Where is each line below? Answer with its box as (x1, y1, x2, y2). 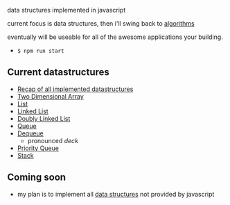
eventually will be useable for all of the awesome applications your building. (7, 33, 223, 41)
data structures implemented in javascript (7, 6, 126, 14)
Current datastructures (7, 66, 109, 79)
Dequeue (17, 129, 44, 138)
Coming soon (7, 172, 67, 183)
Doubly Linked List (17, 114, 71, 122)
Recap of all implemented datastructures (17, 85, 134, 93)
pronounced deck (27, 136, 78, 145)
